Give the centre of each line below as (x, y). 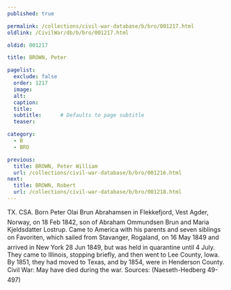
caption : (26, 102)
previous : (22, 160)
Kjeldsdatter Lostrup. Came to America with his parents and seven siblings (114, 229)
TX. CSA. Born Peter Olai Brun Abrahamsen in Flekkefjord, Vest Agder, (108, 212)
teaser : (25, 122)
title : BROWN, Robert (45, 186)
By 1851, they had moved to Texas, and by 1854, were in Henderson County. (116, 262)
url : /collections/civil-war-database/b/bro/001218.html (98, 192)
